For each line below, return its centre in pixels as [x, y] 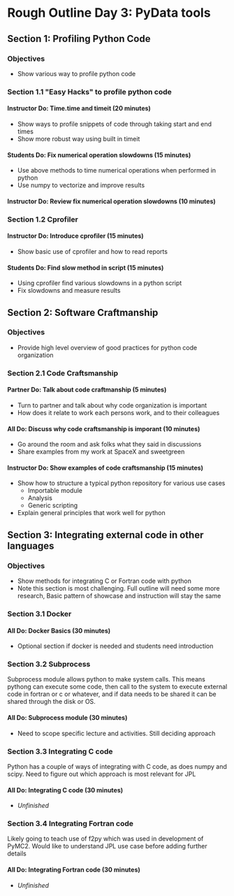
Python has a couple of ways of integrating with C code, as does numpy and [117, 766]
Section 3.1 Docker [39, 614]
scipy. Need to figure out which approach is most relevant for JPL [102, 774]
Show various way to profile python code [76, 73]
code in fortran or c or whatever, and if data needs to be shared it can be [112, 694]
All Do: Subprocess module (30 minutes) [67, 718]
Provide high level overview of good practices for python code [107, 347]
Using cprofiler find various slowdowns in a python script [100, 283]
